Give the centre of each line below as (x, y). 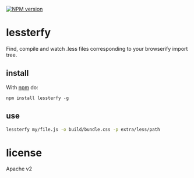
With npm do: (22, 87)
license (24, 153)
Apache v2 (19, 169)
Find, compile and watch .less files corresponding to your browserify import (97, 48)
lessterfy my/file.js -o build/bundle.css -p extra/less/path (83, 129)
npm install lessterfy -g (37, 98)
